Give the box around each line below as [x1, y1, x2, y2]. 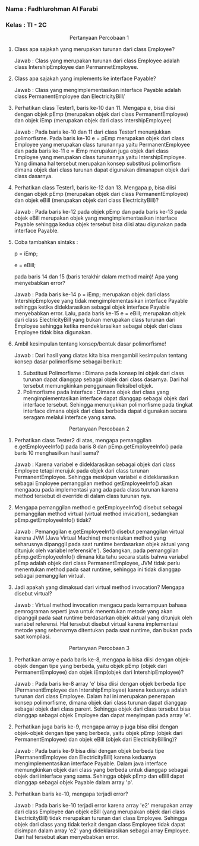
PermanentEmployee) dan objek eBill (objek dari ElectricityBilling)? [14, 736, 178, 743]
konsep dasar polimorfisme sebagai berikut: [14, 358, 122, 365]
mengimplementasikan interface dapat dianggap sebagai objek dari [23, 395, 188, 402]
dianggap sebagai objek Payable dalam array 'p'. [14, 779, 134, 786]
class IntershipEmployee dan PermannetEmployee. [14, 64, 139, 71]
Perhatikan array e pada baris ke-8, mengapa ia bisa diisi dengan [14, 656, 174, 663]
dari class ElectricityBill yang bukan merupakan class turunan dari [14, 316, 176, 324]
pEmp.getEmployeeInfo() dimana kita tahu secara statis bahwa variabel [14, 553, 189, 560]
